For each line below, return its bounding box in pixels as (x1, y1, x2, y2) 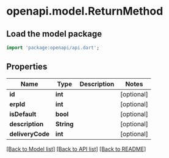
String (55, 120, 74, 128)
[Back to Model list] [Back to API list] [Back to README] (6, 145, 146, 153)
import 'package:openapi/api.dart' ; (6, 45, 99, 51)
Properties (6, 62, 48, 72)
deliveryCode (9, 129, 50, 138)
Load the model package (6, 29, 102, 39)
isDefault (9, 110, 37, 118)
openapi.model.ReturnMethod (6, 4, 164, 18)
